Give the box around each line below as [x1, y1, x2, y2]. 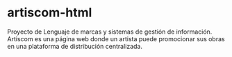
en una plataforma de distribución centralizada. [7, 42, 143, 50]
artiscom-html [7, 5, 92, 21]
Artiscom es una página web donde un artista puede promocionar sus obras [7, 34, 225, 43]
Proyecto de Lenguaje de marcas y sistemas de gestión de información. [7, 27, 213, 36]
